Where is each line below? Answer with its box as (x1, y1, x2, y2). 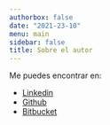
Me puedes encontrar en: (9, 70, 102, 81)
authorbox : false (9, 12, 74, 22)
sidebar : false (9, 37, 66, 47)
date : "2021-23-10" (9, 21, 82, 30)
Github (21, 97, 47, 107)
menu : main (9, 29, 50, 38)
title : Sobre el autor (9, 46, 93, 55)
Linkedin (21, 88, 54, 98)
